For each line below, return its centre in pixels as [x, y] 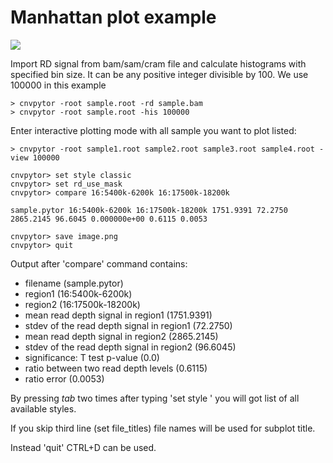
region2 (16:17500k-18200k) [82, 304]
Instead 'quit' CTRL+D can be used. [83, 447]
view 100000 [35, 157]
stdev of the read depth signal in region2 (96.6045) [130, 347]
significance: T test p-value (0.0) [92, 357]
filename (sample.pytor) [74, 283]
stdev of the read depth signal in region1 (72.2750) [128, 325]
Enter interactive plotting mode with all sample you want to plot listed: [153, 130]
